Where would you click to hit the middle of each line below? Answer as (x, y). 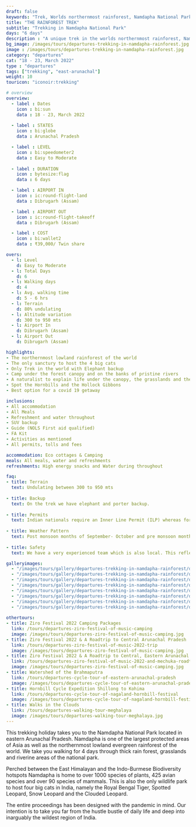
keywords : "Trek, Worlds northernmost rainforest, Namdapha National (92, 17)
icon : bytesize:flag (43, 174)
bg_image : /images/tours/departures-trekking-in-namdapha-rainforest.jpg (98, 45)
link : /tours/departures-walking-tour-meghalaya (71, 710)
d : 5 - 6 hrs (32, 298)
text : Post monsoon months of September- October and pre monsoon (94, 536)
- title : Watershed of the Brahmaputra (55, 672)
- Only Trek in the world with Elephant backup (65, 369)
